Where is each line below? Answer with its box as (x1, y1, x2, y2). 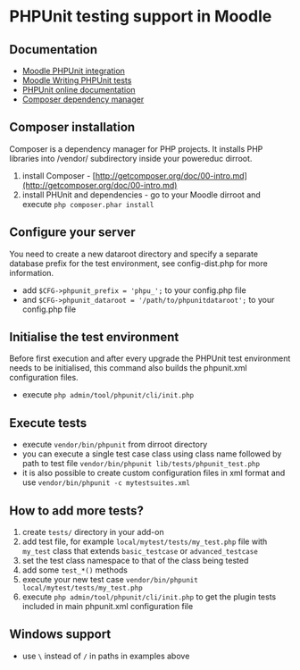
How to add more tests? (9, 503, 145, 518)
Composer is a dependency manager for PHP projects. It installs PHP (9, 143, 263, 154)
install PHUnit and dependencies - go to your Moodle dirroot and (21, 189, 261, 200)
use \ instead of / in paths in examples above (21, 650, 190, 661)
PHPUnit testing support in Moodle (9, 6, 272, 27)
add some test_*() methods (21, 565, 128, 575)
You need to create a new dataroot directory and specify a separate (9, 248, 259, 259)
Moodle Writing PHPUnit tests (21, 75, 132, 86)
